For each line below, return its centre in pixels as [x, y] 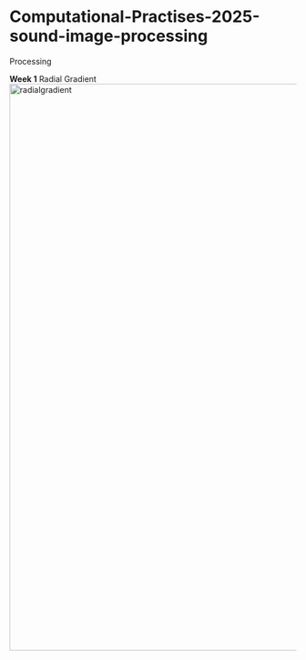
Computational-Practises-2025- [135, 17]
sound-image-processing [109, 36]
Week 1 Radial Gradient [53, 78]
